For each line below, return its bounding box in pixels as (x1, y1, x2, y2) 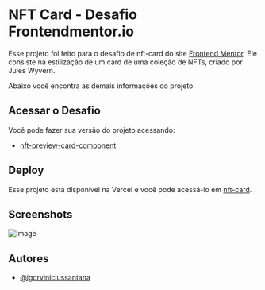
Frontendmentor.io (8, 22, 135, 41)
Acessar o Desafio (8, 104, 101, 118)
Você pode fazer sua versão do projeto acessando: (8, 125, 176, 134)
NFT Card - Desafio (8, 6, 137, 24)
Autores (8, 252, 49, 265)
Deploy (8, 164, 44, 177)
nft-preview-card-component (19, 141, 117, 150)
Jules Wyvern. (8, 65, 56, 75)
